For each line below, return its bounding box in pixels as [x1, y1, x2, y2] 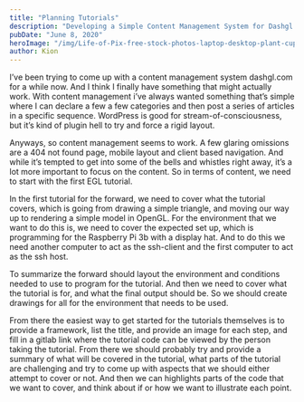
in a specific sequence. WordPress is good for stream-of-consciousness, [9, 110, 282, 121]
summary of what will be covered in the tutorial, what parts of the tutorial [9, 354, 281, 365]
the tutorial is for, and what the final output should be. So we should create [9, 288, 288, 299]
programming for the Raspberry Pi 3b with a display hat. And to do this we [9, 232, 286, 243]
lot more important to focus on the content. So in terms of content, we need [9, 167, 291, 177]
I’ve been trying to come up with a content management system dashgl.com [9, 72, 293, 82]
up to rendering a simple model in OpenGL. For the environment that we [9, 213, 277, 224]
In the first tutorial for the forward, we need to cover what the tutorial [9, 194, 266, 205]
